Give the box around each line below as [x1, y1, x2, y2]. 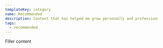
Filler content [5, 38, 32, 44]
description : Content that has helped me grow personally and [5, 16, 133, 21]
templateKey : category [5, 7, 51, 12]
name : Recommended [5, 12, 42, 16]
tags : [5, 20, 16, 26]
